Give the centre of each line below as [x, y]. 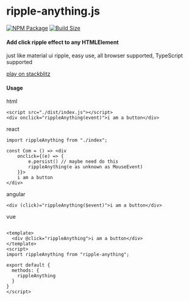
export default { [28, 265]
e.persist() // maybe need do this [73, 162]
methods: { [26, 271]
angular [16, 194]
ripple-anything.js [53, 11]
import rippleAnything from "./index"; [57, 140]
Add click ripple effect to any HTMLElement [62, 42]
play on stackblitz [28, 74]
